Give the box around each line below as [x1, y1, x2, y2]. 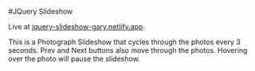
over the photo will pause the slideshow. [8, 54, 141, 63]
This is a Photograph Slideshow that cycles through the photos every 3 [8, 37, 241, 47]
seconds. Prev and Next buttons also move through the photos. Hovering [8, 46, 248, 54]
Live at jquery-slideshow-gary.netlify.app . [8, 22, 146, 31]
